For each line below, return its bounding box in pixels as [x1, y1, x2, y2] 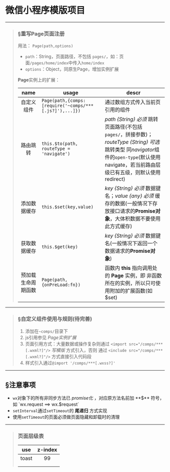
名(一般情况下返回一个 [104, 240, 158, 247]
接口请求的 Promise [109, 208, 156, 215]
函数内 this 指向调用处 [104, 264, 158, 271]
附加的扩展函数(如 [109, 287, 153, 294]
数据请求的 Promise [104, 248, 151, 255]
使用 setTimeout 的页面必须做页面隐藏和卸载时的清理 [12, 414, 120, 420]
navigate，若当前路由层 [104, 162, 161, 169]
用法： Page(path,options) [17, 43, 73, 49]
